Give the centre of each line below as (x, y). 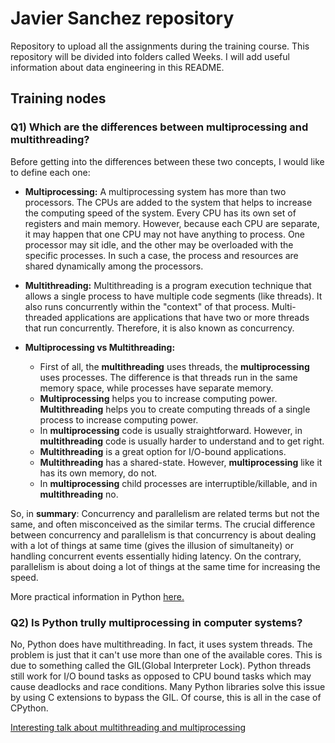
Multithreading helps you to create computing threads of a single (175, 409)
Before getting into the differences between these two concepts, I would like (167, 161)
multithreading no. (79, 494)
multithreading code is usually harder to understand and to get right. (182, 441)
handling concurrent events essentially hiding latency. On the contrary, (156, 556)
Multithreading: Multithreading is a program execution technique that (168, 285)
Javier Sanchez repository (122, 18)
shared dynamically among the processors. (114, 266)
